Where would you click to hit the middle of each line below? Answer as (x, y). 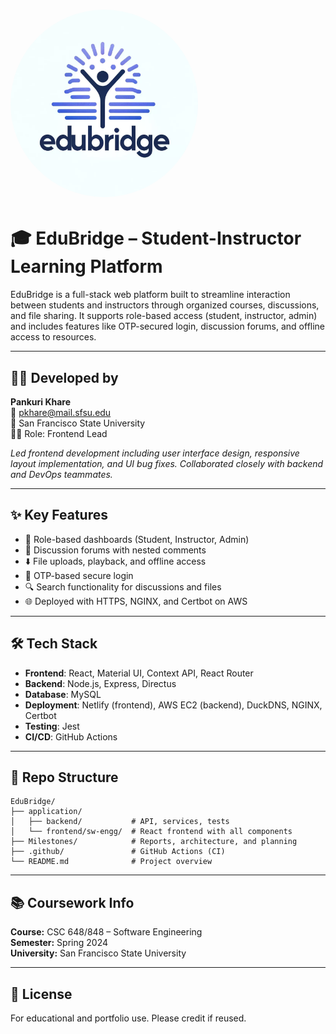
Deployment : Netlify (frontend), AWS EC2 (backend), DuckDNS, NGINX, (173, 705)
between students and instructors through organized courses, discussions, (165, 305)
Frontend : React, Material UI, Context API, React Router (139, 673)
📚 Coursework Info (72, 902)
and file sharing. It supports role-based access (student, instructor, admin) (164, 316)
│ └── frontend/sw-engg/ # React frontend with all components (151, 832)
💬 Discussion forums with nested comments (115, 550)
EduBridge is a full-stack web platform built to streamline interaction (150, 295)
